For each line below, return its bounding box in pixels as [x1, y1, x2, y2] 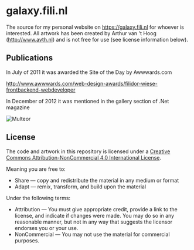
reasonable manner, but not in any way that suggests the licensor [14, 218, 173, 225]
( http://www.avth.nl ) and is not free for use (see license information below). [6, 36, 189, 43]
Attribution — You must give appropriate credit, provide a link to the [14, 205, 178, 212]
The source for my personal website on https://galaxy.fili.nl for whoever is [6, 23, 185, 31]
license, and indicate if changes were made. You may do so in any [14, 212, 175, 219]
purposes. [14, 237, 40, 244]
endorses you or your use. [14, 224, 79, 231]
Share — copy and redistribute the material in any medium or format [14, 177, 179, 184]
